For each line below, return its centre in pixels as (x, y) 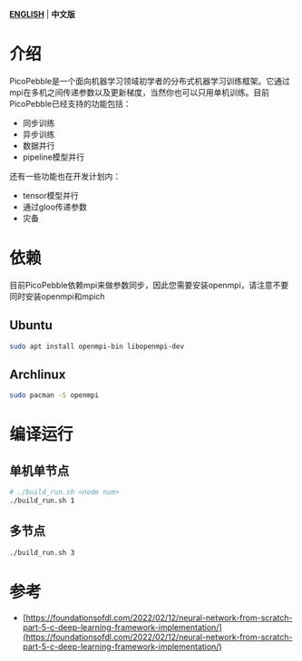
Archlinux (38, 374)
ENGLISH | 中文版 (42, 14)
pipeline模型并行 (53, 157)
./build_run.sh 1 (42, 501)
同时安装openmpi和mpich (58, 296)
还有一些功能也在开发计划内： (65, 176)
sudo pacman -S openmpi (54, 395)
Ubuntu (31, 326)
